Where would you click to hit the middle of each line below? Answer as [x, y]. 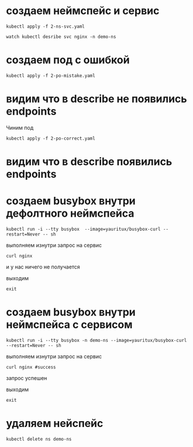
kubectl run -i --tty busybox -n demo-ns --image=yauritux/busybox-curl [96, 340]
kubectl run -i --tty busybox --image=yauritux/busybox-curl [83, 229]
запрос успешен [27, 378]
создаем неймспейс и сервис [83, 11]
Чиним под [20, 127]
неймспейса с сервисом [69, 325]
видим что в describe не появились [96, 99]
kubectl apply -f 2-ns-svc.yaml [45, 26]
